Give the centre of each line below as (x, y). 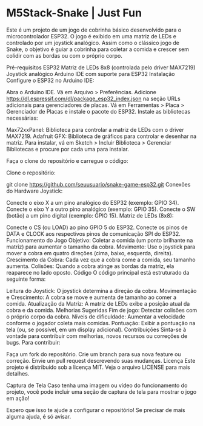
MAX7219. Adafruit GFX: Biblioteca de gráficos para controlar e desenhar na (101, 136)
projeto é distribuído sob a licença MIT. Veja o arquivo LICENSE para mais (98, 367)
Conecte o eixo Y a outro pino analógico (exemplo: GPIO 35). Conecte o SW (101, 209)
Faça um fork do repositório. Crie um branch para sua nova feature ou (94, 354)
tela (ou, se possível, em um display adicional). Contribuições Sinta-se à (96, 329)
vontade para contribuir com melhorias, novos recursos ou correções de (97, 336)
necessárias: (22, 118)
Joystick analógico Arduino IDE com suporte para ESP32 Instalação (91, 74)
